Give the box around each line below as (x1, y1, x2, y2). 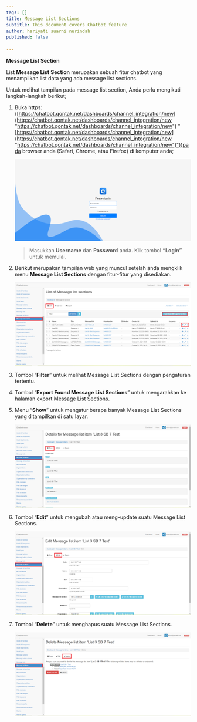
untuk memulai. (29, 253, 67, 260)
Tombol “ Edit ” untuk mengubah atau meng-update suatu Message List (14, 514, 186, 521)
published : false (6, 34, 49, 41)
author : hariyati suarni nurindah (6, 28, 91, 34)
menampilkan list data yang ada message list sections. (6, 75, 138, 82)
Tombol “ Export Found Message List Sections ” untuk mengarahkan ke (14, 389, 186, 396)
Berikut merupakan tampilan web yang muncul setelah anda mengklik (14, 264, 183, 271)
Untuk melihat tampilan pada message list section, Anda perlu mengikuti (6, 86, 181, 93)
